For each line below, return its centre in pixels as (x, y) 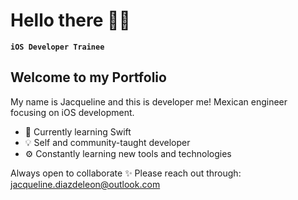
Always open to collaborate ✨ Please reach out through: (126, 173)
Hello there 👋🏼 (70, 20)
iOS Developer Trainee (57, 47)
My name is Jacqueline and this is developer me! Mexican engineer (149, 101)
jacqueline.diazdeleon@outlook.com (85, 184)
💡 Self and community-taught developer (107, 142)
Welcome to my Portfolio (88, 77)
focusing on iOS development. (72, 112)
